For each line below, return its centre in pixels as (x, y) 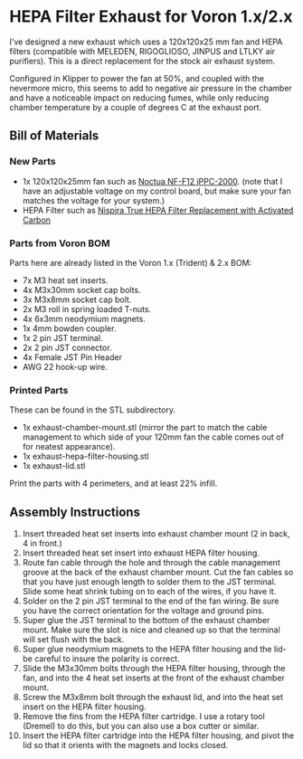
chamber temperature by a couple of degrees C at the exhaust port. (136, 107)
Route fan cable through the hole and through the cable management (151, 563)
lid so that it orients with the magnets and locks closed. (125, 745)
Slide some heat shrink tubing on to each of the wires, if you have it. (149, 592)
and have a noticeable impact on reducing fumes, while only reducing (139, 98)
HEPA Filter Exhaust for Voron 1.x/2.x (151, 17)
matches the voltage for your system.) (94, 200)
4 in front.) (42, 544)
